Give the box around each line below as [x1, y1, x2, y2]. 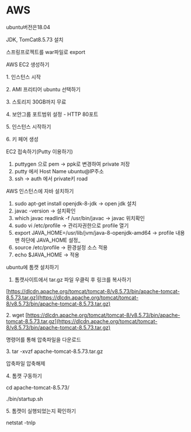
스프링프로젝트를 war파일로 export [6, 48, 86, 56]
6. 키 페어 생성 [6, 135, 39, 142]
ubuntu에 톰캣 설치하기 [6, 263, 60, 270]
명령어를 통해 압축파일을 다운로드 [6, 336, 82, 343]
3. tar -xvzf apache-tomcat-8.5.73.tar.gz [6, 348, 103, 355]
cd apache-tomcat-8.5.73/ [6, 384, 70, 391]
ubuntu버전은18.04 [6, 23, 51, 30]
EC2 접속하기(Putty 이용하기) [6, 148, 73, 155]
